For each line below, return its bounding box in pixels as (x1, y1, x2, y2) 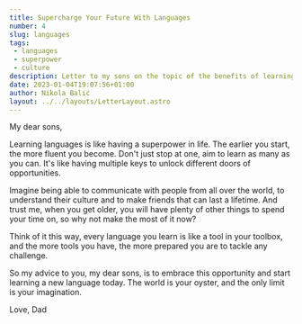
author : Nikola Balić (9, 88, 91, 97)
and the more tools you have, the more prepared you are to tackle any (9, 240, 268, 252)
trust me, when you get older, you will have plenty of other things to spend (9, 204, 285, 215)
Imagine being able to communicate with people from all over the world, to (9, 185, 285, 196)
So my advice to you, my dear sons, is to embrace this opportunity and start (9, 267, 290, 279)
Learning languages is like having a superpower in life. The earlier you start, (9, 139, 290, 149)
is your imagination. (9, 287, 83, 298)
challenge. (9, 250, 49, 261)
